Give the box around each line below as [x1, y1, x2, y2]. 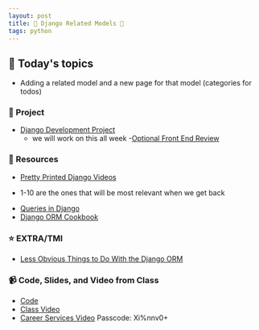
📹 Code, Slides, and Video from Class [8, 275, 159, 286]
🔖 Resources [8, 154, 59, 165]
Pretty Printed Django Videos [19, 172, 117, 182]
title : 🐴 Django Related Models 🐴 [8, 19, 125, 27]
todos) [19, 86, 43, 97]
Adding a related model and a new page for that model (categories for [19, 78, 252, 88]
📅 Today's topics [8, 56, 94, 70]
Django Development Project [19, 125, 116, 135]
